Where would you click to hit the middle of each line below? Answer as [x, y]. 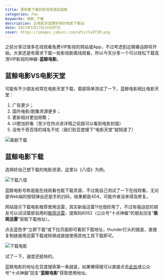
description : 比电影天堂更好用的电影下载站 [45, 23]
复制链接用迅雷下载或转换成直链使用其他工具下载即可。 [61, 236]
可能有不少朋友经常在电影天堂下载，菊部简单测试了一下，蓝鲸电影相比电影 [80, 88]
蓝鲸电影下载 [24, 157]
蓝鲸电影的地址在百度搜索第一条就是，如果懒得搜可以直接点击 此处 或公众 [78, 266]
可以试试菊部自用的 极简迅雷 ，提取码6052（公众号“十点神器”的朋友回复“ [81, 213]
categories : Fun [21, 14]
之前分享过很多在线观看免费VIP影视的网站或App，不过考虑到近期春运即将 [79, 47]
